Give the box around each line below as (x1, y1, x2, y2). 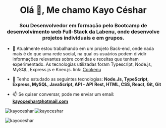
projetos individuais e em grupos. (42, 35, 125, 42)
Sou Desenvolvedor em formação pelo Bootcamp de (19, 22, 148, 29)
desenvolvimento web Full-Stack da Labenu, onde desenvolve (6, 28, 160, 35)
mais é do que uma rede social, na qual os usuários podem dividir (12, 51, 147, 57)
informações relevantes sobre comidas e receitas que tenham (12, 56, 139, 62)
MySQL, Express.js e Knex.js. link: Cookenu (12, 67, 102, 73)
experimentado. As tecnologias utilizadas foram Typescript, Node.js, (12, 61, 152, 67)
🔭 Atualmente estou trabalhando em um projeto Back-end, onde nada (12, 45, 154, 51)
